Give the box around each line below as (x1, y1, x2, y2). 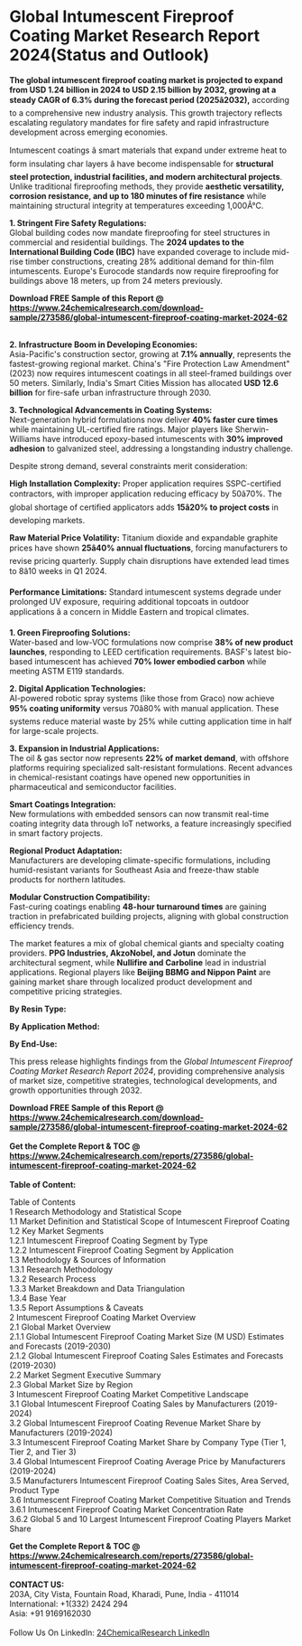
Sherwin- (234, 423, 270, 435)
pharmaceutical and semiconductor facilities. (9, 781, 178, 792)
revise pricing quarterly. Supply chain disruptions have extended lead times (9, 555, 290, 566)
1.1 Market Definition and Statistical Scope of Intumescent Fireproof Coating (9, 1216, 290, 1227)
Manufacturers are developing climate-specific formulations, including (9, 854, 270, 865)
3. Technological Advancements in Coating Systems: (9, 404, 213, 415)
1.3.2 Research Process (9, 1273, 96, 1284)
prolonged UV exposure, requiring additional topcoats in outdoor (9, 596, 250, 607)
